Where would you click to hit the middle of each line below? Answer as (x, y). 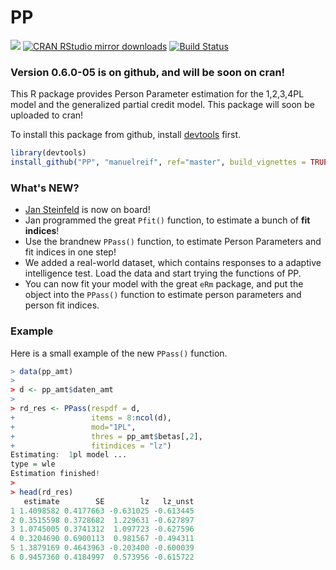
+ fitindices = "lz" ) (91, 446)
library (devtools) (48, 153)
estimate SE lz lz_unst (109, 501)
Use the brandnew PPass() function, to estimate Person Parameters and (173, 242)
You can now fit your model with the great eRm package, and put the (164, 284)
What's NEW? (45, 188)
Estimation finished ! (55, 474)
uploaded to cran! (47, 115)
